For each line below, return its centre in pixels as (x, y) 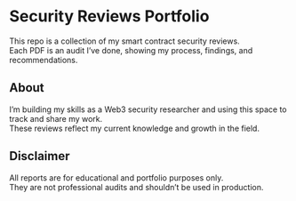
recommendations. (44, 60)
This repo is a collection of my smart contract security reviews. (124, 41)
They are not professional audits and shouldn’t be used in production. (136, 187)
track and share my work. (56, 118)
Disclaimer (40, 156)
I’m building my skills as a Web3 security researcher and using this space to (148, 109)
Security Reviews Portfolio (109, 16)
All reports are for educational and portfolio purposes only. (116, 177)
